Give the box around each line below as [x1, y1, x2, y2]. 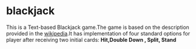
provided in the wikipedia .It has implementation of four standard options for [6, 30, 191, 37]
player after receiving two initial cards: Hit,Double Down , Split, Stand [6, 36, 176, 43]
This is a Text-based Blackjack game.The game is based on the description [6, 24, 189, 31]
